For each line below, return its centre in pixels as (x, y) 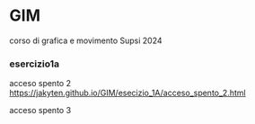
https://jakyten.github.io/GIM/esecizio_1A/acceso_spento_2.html (127, 93)
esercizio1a (35, 64)
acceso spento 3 (40, 111)
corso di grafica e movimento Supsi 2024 (86, 40)
